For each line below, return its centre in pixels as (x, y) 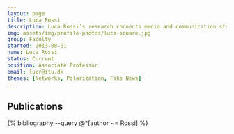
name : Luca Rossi (32, 53)
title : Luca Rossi (34, 20)
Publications (35, 106)
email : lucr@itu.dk (36, 72)
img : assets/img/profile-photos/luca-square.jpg (79, 33)
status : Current (31, 59)
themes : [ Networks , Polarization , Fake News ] (74, 78)
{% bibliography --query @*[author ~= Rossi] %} (78, 123)
